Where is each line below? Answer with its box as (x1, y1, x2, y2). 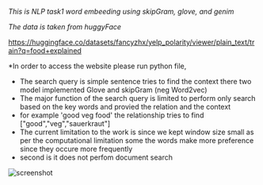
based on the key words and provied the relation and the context (19, 102, 231, 111)
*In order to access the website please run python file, (8, 61, 187, 71)
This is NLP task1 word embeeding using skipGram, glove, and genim (8, 7, 234, 16)
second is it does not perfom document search (19, 152, 173, 162)
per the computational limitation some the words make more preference (19, 136, 254, 145)
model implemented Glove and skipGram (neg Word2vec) (19, 85, 208, 94)
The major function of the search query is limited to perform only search (19, 94, 256, 102)
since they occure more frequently (19, 145, 133, 153)
